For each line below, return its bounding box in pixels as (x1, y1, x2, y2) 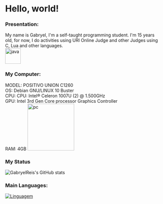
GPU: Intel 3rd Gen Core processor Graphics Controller (5, 98, 118, 104)
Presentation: (5, 21, 39, 28)
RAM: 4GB (5, 146, 26, 152)
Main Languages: (5, 182, 48, 189)
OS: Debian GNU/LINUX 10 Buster (5, 87, 74, 93)
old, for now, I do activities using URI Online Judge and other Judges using (5, 37, 158, 43)
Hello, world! (5, 3, 59, 14)
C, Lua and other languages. (5, 43, 63, 49)
